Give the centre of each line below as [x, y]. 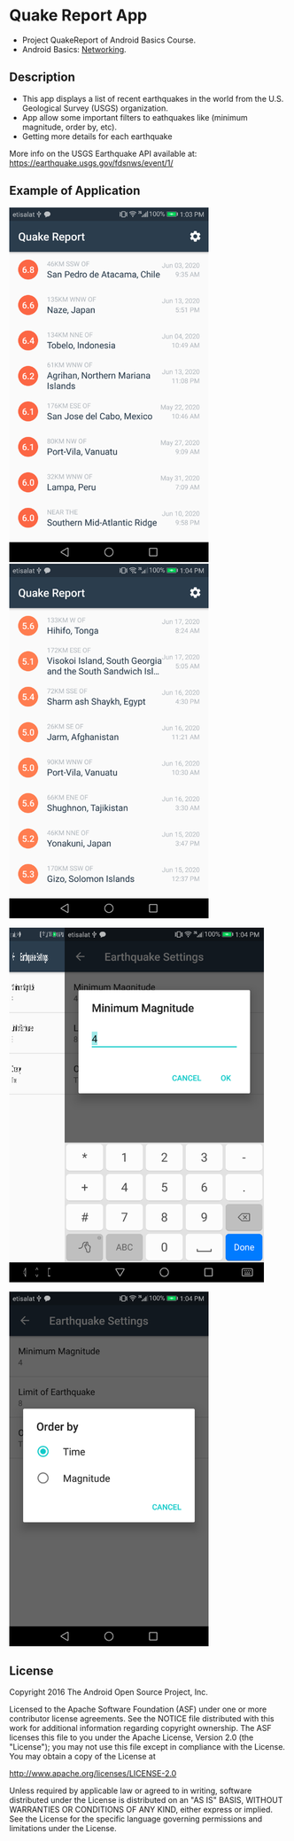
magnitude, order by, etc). [70, 127]
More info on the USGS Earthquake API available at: [103, 153]
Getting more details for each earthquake [97, 136]
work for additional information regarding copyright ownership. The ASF [140, 1728]
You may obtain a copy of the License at [83, 1757]
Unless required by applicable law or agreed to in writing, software [131, 1790]
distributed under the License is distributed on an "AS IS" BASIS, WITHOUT [146, 1800]
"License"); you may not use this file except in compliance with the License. [147, 1747]
